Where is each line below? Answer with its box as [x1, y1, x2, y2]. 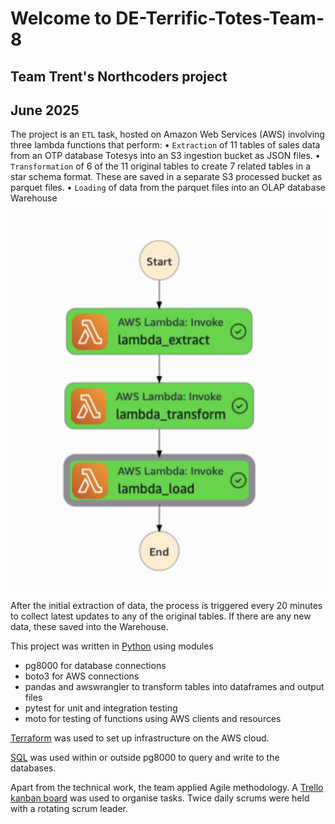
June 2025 [10, 102, 80, 119]
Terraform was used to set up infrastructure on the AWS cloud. [10, 732, 270, 744]
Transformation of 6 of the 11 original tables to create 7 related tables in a [10, 160, 312, 172]
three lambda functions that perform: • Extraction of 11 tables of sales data [10, 139, 321, 151]
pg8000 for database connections [24, 660, 167, 672]
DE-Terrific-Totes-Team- [115, 7, 325, 30]
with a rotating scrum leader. [10, 803, 129, 815]
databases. [10, 762, 57, 774]
